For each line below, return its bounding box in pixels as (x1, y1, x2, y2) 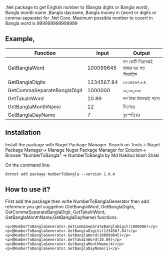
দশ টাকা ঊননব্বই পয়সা (122, 95, 160, 102)
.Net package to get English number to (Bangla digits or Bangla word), (5, 5, 149, 10)
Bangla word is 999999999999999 (5, 20, 78, 26)
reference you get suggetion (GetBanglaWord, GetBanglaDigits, (5, 204, 136, 210)
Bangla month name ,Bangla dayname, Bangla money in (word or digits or (5, 10, 156, 16)
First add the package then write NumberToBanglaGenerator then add (5, 198, 149, 204)
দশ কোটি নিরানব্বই (122, 58, 153, 65)
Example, (5, 35, 35, 43)
